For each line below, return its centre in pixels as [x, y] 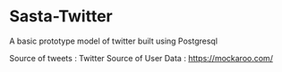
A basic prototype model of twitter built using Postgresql [113, 41]
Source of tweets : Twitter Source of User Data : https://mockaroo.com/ [141, 58]
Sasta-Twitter [61, 16]
